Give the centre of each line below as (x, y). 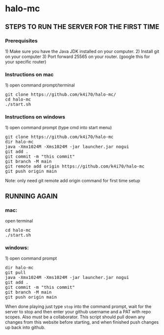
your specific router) (26, 61)
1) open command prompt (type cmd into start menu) (59, 128)
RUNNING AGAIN (31, 196)
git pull (15, 273)
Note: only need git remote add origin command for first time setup (73, 181)
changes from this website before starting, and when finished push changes (82, 322)
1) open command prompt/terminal (40, 85)
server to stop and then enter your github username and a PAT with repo (78, 312)
